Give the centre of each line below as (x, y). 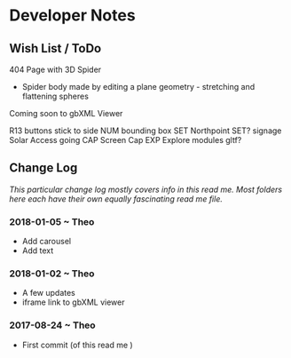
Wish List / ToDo (55, 48)
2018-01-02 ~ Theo (52, 274)
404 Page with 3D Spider (55, 69)
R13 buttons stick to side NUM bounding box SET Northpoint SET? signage (145, 131)
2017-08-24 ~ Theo (52, 325)
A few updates (48, 293)
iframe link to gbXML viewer (73, 302)
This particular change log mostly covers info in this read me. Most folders (145, 189)
